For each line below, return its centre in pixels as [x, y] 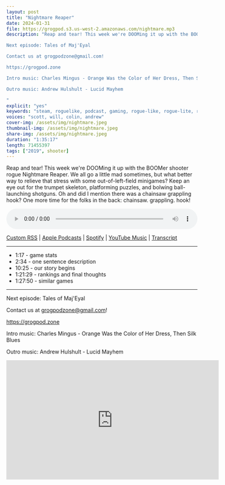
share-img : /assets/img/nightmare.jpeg [57, 134]
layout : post [23, 12]
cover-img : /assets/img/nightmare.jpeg [57, 123]
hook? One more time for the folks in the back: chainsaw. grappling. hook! [99, 200]
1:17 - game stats [36, 255]
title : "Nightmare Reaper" [40, 18]
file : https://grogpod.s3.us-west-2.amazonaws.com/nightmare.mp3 [90, 29]
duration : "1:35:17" [32, 139]
